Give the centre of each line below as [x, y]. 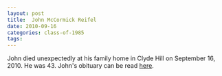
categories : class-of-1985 [46, 33]
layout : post [26, 13]
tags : [15, 39]
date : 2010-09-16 [32, 26]
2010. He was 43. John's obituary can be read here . [81, 66]
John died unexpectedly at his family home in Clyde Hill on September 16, [111, 58]
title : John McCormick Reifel [52, 20]
